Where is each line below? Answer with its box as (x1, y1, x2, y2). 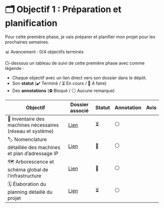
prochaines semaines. (5, 39, 50, 45)
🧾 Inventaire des (7, 116, 45, 122)
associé (70, 107, 89, 114)
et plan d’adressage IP (7, 150, 59, 157)
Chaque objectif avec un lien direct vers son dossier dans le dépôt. (12, 74, 147, 81)
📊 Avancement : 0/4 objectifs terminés (5, 48, 84, 54)
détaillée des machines (7, 144, 61, 151)
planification (5, 18, 58, 29)
